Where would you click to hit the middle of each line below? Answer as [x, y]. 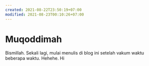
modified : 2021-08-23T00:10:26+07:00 [45, 14]
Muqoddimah [34, 39]
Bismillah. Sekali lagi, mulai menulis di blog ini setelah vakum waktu [75, 53]
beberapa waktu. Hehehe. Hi [35, 58]
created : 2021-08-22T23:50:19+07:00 [43, 10]
